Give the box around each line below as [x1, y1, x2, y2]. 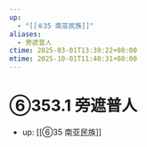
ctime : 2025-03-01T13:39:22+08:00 [9, 46, 138, 55]
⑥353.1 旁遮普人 [9, 95, 138, 116]
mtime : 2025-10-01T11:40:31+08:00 [9, 54, 138, 63]
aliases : [9, 29, 42, 38]
